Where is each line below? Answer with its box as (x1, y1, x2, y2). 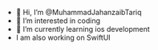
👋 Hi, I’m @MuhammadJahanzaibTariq (15, 8, 142, 17)
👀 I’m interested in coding (15, 16, 101, 25)
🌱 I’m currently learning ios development (15, 25, 150, 33)
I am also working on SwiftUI (15, 33, 111, 42)
